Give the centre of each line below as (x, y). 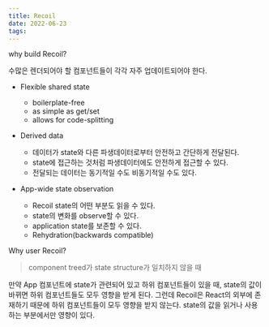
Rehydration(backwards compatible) (93, 235)
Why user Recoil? (38, 251)
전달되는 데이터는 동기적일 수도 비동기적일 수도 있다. (114, 173)
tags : (17, 31)
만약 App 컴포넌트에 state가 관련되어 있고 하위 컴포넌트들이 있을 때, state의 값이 (135, 285)
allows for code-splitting (73, 120)
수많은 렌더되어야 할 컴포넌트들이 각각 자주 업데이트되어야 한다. (108, 71)
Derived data (42, 136)
